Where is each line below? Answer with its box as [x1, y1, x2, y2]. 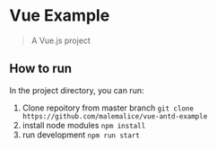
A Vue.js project [30, 35, 91, 46]
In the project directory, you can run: [9, 84, 144, 95]
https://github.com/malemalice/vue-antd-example [22, 111, 208, 121]
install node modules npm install [22, 119, 146, 130]
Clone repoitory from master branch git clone [22, 102, 195, 113]
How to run [9, 61, 73, 76]
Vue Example [9, 5, 110, 26]
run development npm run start [22, 129, 141, 140]
